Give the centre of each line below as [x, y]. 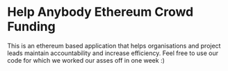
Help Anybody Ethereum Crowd [100, 12]
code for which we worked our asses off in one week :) [86, 60]
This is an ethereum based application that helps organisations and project [114, 45]
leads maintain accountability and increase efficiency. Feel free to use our [113, 53]
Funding [31, 27]
